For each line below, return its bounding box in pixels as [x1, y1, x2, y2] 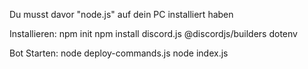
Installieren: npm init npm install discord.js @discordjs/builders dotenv [9, 28, 298, 39]
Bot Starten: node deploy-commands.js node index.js [9, 47, 229, 59]
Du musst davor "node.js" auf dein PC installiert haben [9, 9, 234, 20]
